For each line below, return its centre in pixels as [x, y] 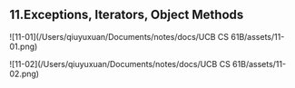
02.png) [24, 73]
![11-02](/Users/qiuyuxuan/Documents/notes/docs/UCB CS [120, 64]
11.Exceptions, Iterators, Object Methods [127, 15]
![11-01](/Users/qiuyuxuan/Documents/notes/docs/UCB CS [119, 36]
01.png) [24, 46]
